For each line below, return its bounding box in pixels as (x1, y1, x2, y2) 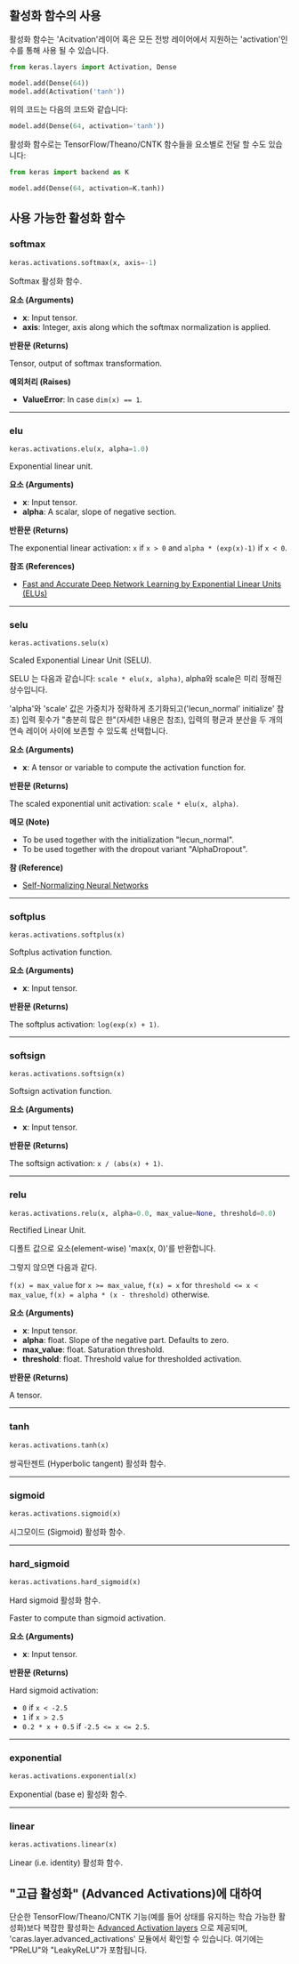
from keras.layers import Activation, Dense (9, 62, 177, 71)
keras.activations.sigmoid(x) (9, 1509, 122, 1518)
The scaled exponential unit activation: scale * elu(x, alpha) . (9, 798, 239, 809)
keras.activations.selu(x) (9, 639, 109, 648)
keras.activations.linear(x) (9, 1840, 117, 1849)
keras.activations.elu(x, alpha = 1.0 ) (9, 444, 149, 454)
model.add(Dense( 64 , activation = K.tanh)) (9, 184, 166, 193)
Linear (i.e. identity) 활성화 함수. (9, 1857, 124, 1868)
